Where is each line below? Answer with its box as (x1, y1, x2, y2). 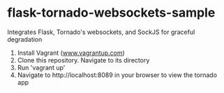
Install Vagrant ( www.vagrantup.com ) (17, 49, 126, 57)
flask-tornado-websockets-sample (7, 5, 216, 21)
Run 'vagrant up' (17, 63, 66, 71)
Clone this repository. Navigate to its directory (17, 56, 150, 64)
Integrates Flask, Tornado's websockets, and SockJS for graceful (7, 28, 195, 36)
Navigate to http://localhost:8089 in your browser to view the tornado (17, 71, 218, 79)
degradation (7, 35, 43, 43)
